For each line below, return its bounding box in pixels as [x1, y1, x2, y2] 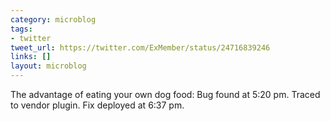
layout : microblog [10, 61, 87, 71]
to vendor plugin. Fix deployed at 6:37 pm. [10, 99, 185, 111]
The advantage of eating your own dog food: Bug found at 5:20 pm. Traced [10, 89, 321, 100]
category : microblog [10, 14, 97, 25]
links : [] [10, 52, 52, 62]
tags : [10, 24, 33, 34]
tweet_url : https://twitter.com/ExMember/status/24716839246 [10, 42, 271, 53]
